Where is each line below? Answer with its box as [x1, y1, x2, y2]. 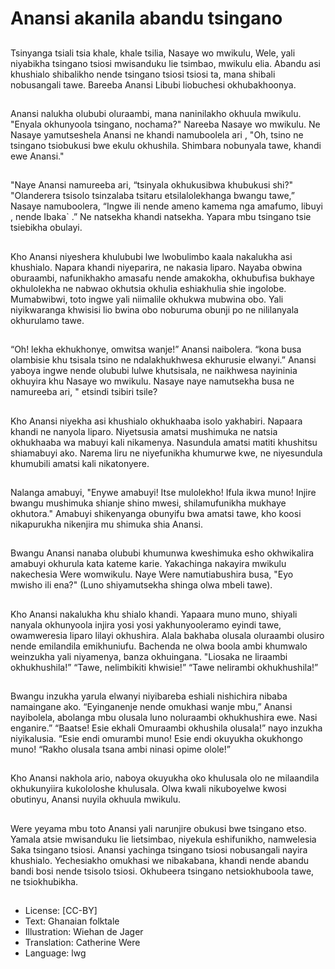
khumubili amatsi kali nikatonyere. [10, 457, 150, 469]
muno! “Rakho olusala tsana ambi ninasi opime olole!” [10, 743, 231, 756]
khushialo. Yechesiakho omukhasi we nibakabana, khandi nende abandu [10, 854, 310, 866]
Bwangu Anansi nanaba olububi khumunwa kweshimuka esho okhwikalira [10, 547, 315, 559]
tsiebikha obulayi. [10, 222, 83, 234]
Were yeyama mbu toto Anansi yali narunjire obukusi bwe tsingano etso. [10, 822, 307, 834]
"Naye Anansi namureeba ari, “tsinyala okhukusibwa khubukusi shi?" [10, 179, 294, 191]
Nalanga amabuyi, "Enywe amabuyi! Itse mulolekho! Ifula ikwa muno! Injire [10, 486, 317, 498]
